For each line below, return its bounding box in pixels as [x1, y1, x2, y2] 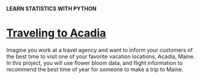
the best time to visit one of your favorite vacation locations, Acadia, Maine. [6, 52, 196, 60]
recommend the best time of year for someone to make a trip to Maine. [6, 66, 184, 73]
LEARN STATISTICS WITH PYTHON [6, 5, 97, 12]
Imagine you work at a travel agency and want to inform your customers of [6, 46, 193, 53]
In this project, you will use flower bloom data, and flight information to [6, 59, 183, 66]
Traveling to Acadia [6, 26, 106, 39]
